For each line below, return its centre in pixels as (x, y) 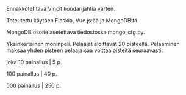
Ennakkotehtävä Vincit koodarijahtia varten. (61, 9)
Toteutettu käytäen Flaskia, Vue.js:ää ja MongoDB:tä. (73, 20)
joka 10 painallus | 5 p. (34, 62)
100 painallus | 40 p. (32, 74)
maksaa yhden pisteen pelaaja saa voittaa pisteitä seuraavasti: (85, 50)
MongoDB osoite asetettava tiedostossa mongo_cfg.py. (76, 32)
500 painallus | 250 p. (34, 85)
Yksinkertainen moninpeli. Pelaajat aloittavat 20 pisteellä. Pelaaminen (93, 44)
